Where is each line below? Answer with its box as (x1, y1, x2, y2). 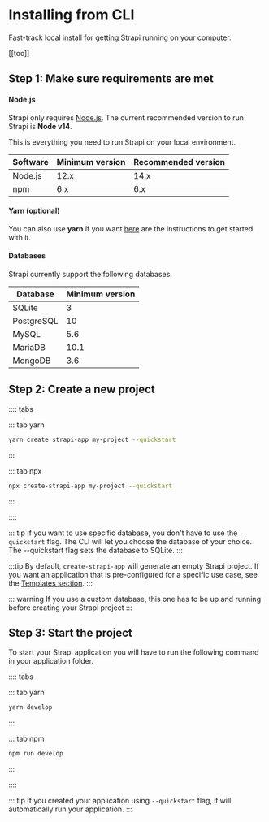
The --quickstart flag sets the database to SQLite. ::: (8, 545, 183, 555)
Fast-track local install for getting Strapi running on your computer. (8, 32, 232, 42)
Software (12, 156, 49, 167)
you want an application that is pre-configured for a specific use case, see (8, 569, 258, 579)
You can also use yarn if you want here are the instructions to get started (8, 223, 254, 233)
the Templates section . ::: (8, 578, 93, 588)
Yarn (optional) (8, 205, 61, 216)
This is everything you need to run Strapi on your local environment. (8, 136, 236, 147)
